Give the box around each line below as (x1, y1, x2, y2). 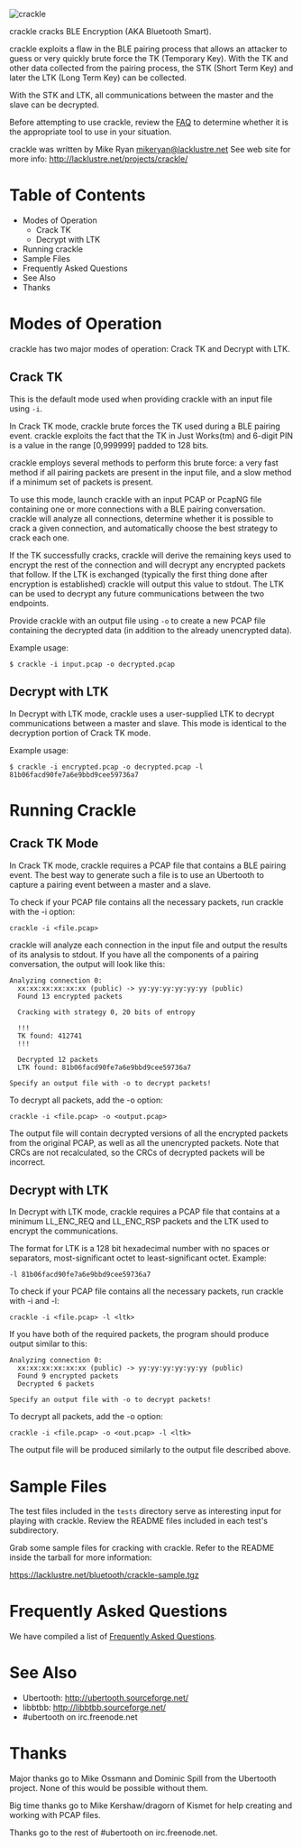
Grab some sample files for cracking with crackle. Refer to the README (9, 1543, 275, 1554)
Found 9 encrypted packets (17, 1371, 119, 1381)
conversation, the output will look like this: (9, 958, 166, 969)
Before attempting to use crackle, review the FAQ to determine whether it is (9, 117, 288, 127)
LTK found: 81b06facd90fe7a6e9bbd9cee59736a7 (17, 1063, 192, 1072)
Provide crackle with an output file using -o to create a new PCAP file (9, 614, 266, 626)
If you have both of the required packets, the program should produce (9, 1329, 270, 1340)
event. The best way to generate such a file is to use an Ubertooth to (9, 869, 264, 880)
